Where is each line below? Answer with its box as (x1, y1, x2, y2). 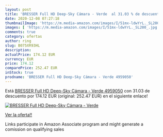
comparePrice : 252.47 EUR (5, 66, 57, 71)
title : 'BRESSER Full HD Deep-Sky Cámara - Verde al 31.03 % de (5, 12, 140, 16)
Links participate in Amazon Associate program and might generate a (5, 121, 144, 127)
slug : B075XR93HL (5, 43, 40, 48)
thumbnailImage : (5, 20, 38, 26)
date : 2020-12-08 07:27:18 (5, 16, 60, 21)
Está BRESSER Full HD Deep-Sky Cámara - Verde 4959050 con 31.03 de (5, 88, 150, 93)
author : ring (5, 39, 32, 44)
